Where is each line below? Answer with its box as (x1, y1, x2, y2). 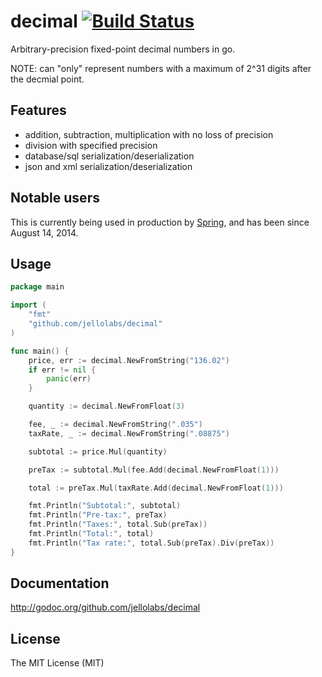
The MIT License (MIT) (10, 657, 105, 669)
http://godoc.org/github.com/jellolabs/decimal (10, 601, 201, 614)
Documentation (10, 575, 110, 592)
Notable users (10, 190, 100, 207)
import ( (10, 300, 47, 310)
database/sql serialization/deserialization (24, 150, 195, 162)
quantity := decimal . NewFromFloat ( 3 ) (28, 401, 186, 412)
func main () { (10, 346, 70, 356)
